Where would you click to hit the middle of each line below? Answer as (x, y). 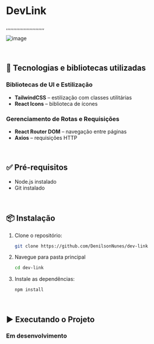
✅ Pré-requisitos (37, 168)
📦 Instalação (31, 219)
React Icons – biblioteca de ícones (56, 104)
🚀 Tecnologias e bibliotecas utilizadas (76, 68)
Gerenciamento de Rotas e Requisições (63, 119)
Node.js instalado (36, 181)
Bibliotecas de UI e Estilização (49, 85)
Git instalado (29, 188)
